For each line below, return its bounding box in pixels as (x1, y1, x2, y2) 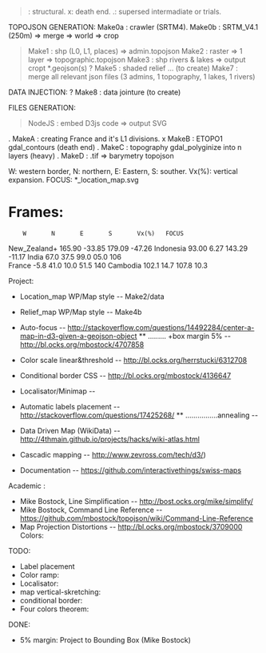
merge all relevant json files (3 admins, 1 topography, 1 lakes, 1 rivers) (27, 72, 256, 81)
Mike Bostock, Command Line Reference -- (19, 505, 163, 514)
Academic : (8, 481, 46, 490)
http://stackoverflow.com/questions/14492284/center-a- (67, 322, 255, 332)
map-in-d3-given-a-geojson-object (19, 331, 137, 341)
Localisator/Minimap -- (19, 386, 96, 396)
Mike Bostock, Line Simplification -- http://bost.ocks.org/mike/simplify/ (19, 496, 253, 506)
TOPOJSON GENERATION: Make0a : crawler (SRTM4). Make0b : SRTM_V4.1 (8, 22, 258, 31)
